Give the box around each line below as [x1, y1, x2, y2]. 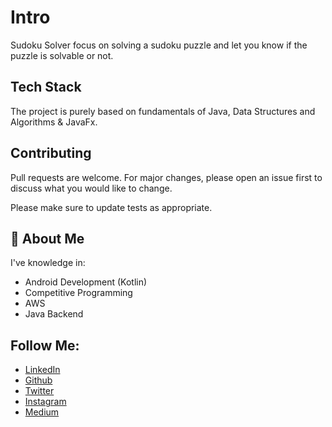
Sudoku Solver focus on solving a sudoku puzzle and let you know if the [10, 39, 308, 51]
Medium [24, 406, 60, 418]
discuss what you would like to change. [10, 182, 173, 194]
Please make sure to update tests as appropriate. [10, 201, 213, 213]
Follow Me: [10, 337, 80, 354]
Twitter [24, 385, 55, 397]
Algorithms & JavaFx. [10, 116, 98, 128]
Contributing [10, 145, 92, 162]
